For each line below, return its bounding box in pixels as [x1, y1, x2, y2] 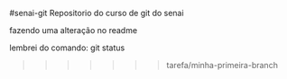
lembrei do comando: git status [9, 42, 125, 53]
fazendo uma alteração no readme [9, 25, 138, 35]
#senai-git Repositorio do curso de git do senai [9, 8, 184, 18]
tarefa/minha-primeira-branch [166, 60, 278, 70]
